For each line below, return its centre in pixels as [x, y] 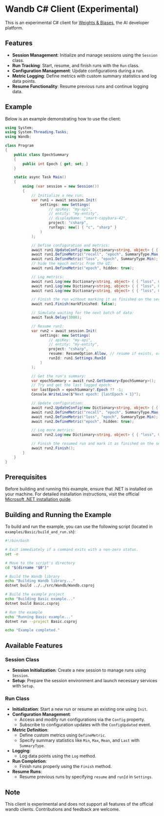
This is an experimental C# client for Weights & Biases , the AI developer [77, 23]
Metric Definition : [30, 730]
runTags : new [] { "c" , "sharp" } [83, 227]
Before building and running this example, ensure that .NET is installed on [79, 489]
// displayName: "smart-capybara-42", [88, 218]
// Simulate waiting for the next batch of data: [82, 313]
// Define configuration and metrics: [71, 245]
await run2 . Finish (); [53, 448]
